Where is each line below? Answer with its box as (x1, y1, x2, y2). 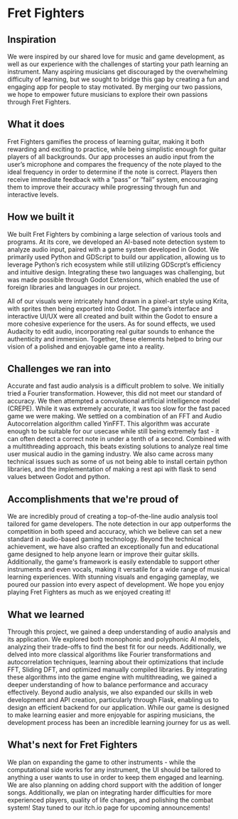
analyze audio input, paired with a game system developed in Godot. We (7, 244, 220, 254)
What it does (7, 118, 65, 130)
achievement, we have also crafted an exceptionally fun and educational (7, 542, 219, 551)
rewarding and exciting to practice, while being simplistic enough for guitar (7, 145, 227, 153)
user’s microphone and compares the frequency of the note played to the (7, 160, 222, 168)
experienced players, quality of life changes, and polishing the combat (7, 795, 213, 804)
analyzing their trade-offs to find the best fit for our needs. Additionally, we (7, 643, 227, 651)
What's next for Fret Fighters (7, 739, 138, 751)
